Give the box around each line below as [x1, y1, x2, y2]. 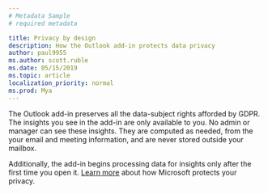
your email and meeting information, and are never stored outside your [8, 134, 245, 144]
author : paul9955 [8, 49, 67, 57]
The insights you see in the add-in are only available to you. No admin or [8, 117, 250, 127]
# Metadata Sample [8, 11, 70, 20]
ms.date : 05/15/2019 [8, 64, 79, 73]
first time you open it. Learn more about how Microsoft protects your [8, 167, 237, 177]
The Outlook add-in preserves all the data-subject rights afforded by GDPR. [8, 108, 261, 118]
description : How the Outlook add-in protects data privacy [8, 41, 216, 49]
